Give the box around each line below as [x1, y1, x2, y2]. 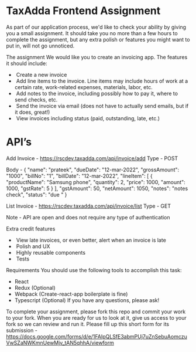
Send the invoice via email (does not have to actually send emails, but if [16, 102, 189, 109]
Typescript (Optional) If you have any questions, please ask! [14, 296, 160, 303]
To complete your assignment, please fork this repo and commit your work [6, 308, 186, 315]
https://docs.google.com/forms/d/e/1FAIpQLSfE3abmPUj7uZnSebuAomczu [6, 333, 187, 340]
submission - [6, 327, 38, 334]
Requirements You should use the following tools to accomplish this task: [6, 266, 183, 273]
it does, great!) [14, 109, 50, 116]
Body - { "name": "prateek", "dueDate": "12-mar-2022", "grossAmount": [6, 166, 180, 173]
